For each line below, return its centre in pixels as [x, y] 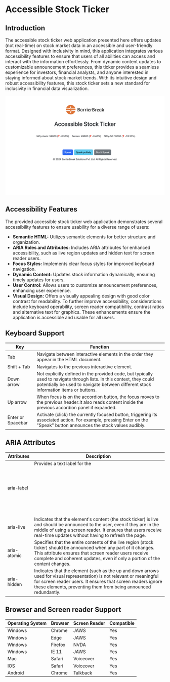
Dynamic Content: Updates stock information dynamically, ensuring [84, 274]
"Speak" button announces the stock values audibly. [91, 425]
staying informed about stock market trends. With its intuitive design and [81, 78]
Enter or [16, 417]
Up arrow [17, 402]
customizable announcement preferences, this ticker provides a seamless [82, 67]
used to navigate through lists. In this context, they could [95, 379]
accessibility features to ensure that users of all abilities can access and [80, 56]
